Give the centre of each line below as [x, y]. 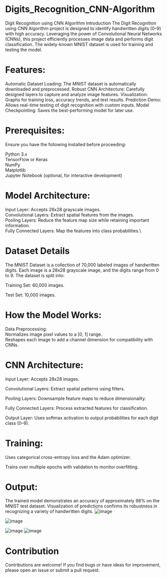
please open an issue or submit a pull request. [53, 570]
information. [18, 225]
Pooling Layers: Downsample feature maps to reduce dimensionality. [76, 398]
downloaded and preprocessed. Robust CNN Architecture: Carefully [75, 89]
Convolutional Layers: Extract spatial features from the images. [70, 215]
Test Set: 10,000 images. [30, 295]
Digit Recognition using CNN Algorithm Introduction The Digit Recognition [81, 23]
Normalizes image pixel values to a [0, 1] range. [54, 334]
